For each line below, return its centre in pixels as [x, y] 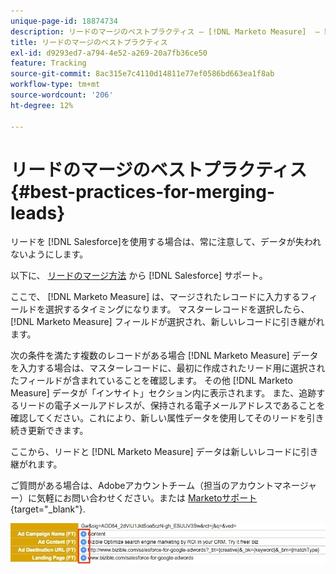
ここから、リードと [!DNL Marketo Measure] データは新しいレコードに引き [164, 452]
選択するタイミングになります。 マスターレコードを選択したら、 [177, 309]
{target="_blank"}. [48, 509]
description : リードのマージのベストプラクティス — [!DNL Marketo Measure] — [165, 31]
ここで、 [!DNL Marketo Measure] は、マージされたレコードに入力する [155, 297]
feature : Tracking [48, 63]
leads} [38, 212]
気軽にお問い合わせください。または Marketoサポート [147, 498]
